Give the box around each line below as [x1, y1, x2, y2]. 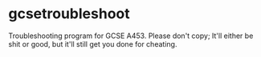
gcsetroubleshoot [8, 5, 130, 23]
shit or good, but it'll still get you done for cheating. [8, 39, 177, 48]
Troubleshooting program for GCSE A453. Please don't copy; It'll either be [8, 31, 254, 40]
